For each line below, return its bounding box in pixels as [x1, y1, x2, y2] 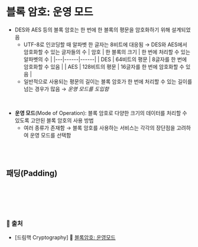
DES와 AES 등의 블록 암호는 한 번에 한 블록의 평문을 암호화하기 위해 [14, 26, 170, 33]
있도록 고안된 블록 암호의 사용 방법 [14, 117, 94, 124]
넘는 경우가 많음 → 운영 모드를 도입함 [23, 85, 109, 92]
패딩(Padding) [6, 168, 58, 178]
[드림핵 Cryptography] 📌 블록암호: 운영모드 [14, 234, 116, 241]
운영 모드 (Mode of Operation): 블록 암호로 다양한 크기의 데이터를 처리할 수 [14, 109, 187, 116]
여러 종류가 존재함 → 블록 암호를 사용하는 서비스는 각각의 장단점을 [23, 124, 176, 131]
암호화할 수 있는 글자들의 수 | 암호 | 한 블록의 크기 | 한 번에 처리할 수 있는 [23, 48, 191, 55]
